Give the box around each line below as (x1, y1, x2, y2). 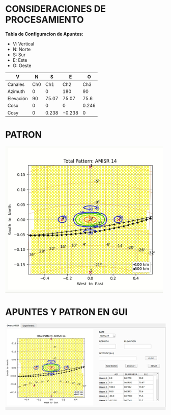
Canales (7, 81, 25, 87)
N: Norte (12, 46, 31, 52)
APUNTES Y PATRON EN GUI (5, 306, 128, 318)
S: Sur (12, 52, 26, 58)
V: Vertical (12, 40, 35, 47)
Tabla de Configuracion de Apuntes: (5, 31, 84, 37)
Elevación (7, 96, 28, 102)
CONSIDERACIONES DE (5, 3, 106, 15)
